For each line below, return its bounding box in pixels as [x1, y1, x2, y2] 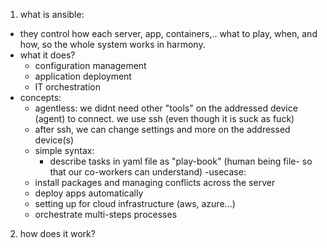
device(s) [34, 134, 75, 146]
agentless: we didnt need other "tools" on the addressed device [34, 102, 298, 114]
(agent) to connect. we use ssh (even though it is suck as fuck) [34, 113, 295, 124]
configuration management [34, 60, 147, 71]
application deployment [34, 70, 132, 82]
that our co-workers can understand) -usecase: [49, 166, 247, 178]
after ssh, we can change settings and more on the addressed [34, 124, 291, 135]
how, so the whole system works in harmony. [19, 39, 206, 50]
